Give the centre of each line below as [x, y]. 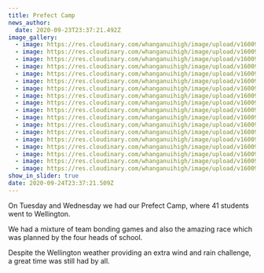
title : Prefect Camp [42, 15]
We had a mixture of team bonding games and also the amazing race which [130, 229]
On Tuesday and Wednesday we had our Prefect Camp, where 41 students [128, 206]
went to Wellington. [39, 213]
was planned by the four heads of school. [75, 237]
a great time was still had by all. [59, 260]
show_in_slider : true [44, 176]
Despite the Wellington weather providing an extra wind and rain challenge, [130, 253]
